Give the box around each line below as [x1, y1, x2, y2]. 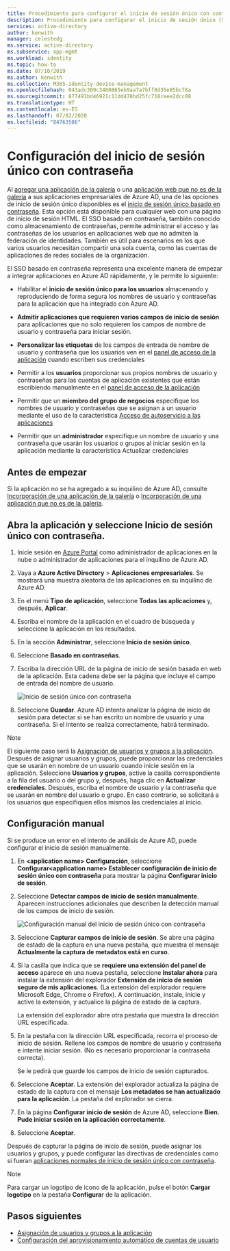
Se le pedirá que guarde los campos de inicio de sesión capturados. [16, 1066, 209, 1075]
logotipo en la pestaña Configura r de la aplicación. [7, 1190, 152, 1199]
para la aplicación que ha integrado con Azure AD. [16, 300, 159, 308]
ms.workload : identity [7, 55, 72, 62]
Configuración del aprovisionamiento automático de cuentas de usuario [16, 1236, 219, 1244]
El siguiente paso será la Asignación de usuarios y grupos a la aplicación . [7, 747, 214, 756]
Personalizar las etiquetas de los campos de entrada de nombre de [16, 341, 209, 349]
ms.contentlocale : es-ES [7, 106, 78, 113]
